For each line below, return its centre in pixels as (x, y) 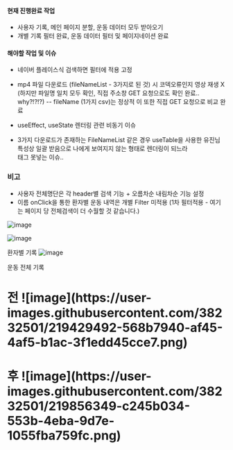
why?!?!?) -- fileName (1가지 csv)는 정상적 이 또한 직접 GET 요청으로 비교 (118, 102)
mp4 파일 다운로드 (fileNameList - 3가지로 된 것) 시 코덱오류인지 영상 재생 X (121, 85)
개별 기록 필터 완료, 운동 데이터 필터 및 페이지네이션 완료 (93, 36)
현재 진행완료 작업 (31, 10)
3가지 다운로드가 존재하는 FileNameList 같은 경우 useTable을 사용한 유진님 (119, 140)
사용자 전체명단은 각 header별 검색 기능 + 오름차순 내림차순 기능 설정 (111, 193)
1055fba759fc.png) (64, 436)
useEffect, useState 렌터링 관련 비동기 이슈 (77, 126)
